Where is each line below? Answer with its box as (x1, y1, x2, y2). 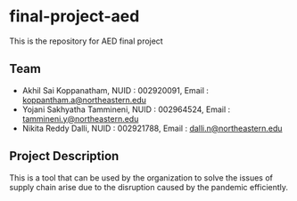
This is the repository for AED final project (9, 36, 163, 46)
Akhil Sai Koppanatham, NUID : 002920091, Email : (21, 84, 210, 95)
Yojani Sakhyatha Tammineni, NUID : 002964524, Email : (21, 104, 231, 115)
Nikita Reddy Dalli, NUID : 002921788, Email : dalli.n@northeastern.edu (21, 123, 283, 133)
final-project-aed (9, 6, 140, 27)
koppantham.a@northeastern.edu (21, 94, 147, 105)
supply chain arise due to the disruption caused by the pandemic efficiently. (9, 181, 288, 192)
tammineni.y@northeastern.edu (21, 113, 139, 124)
